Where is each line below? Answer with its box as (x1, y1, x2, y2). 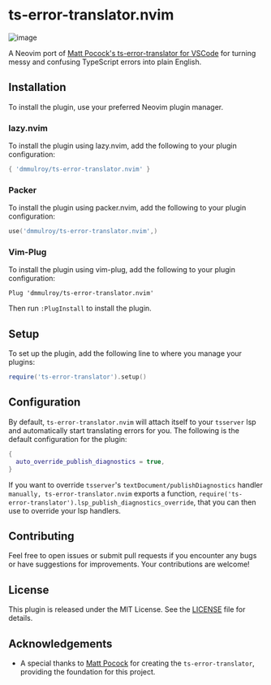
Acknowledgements (8, 636, 113, 651)
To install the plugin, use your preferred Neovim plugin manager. (8, 102, 224, 111)
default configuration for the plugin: (8, 434, 127, 444)
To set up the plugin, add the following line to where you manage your (8, 349, 242, 358)
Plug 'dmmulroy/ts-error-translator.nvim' (8, 289, 154, 297)
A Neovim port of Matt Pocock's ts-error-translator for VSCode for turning (8, 48, 256, 58)
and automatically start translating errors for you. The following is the (8, 425, 239, 436)
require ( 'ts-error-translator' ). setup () (8, 373, 148, 381)
